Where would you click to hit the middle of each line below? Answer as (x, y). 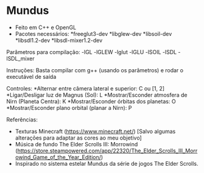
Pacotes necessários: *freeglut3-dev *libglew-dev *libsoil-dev (93, 33)
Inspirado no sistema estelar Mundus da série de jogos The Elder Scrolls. (107, 163)
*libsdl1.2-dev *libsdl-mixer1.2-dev (59, 40)
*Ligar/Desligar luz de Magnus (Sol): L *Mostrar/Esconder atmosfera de (97, 95)
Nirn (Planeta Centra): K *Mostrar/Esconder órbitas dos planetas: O (91, 101)
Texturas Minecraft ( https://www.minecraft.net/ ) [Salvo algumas (95, 131)
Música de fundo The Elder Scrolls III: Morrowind (76, 144)
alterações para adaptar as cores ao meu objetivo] (78, 138)
